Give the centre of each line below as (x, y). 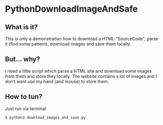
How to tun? (24, 97)
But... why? (23, 59)
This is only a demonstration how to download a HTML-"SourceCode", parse (82, 39)
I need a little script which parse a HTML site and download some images (79, 71)
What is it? (21, 27)
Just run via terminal (26, 108)
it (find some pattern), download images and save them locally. (68, 44)
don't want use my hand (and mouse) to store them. (57, 81)
